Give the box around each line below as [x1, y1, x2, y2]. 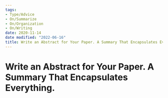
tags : [5, 7, 16, 12]
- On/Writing [5, 26, 32, 31]
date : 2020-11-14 [5, 30, 41, 35]
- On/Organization [5, 21, 43, 26]
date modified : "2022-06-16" [5, 35, 66, 40]
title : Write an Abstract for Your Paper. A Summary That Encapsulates [5, 40, 157, 45]
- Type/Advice [5, 12, 35, 17]
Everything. [5, 82, 55, 94]
